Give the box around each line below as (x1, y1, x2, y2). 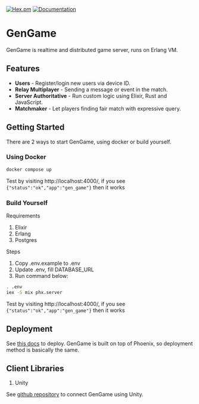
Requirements (6, 212, 41, 219)
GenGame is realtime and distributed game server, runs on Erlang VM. (6, 46, 178, 53)
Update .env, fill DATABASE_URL (14, 266, 94, 273)
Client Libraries (6, 363, 64, 374)
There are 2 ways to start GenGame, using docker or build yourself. (6, 138, 172, 145)
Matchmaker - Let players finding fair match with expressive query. (14, 105, 181, 112)
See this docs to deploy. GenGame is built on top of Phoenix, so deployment (6, 339, 193, 347)
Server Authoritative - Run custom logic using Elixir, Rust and (14, 92, 167, 99)
